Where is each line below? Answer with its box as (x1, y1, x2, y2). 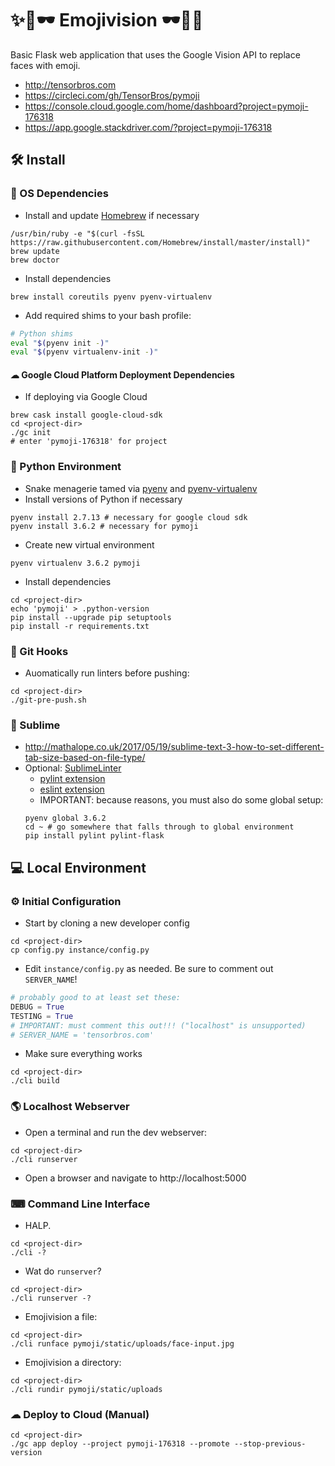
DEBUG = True (10, 1002, 65, 1012)
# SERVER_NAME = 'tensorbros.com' (10, 1030, 155, 1040)
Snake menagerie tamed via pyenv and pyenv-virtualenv (24, 482, 258, 494)
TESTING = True (10, 1011, 74, 1021)
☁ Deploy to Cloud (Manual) (10, 1407, 150, 1421)
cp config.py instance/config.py (10, 945, 150, 956)
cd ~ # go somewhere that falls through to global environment (24, 822, 295, 832)
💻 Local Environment (10, 859, 147, 876)
